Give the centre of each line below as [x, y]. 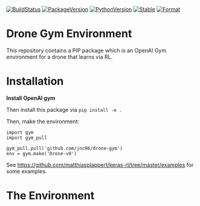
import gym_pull [27, 138]
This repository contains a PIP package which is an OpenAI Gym [86, 50]
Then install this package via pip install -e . [64, 109]
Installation [35, 81]
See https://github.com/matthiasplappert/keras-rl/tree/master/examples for [100, 165]
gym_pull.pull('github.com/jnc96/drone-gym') [64, 148]
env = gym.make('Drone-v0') [42, 153]
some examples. [27, 171]
